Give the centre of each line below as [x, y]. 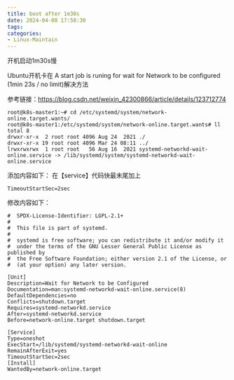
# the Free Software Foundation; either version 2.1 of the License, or [117, 259]
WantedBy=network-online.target [54, 369]
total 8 [19, 131]
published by [26, 253]
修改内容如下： [29, 203]
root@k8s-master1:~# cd [42, 113]
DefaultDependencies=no [42, 296]
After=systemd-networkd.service [54, 314]
